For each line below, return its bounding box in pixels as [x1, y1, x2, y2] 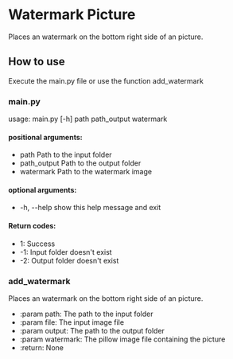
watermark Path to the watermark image [19, 167, 153, 177]
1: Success [19, 239, 56, 248]
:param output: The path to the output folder [19, 326, 165, 335]
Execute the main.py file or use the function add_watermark [8, 76, 204, 85]
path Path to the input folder [19, 150, 113, 160]
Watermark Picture [8, 6, 136, 24]
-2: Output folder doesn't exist [19, 256, 119, 265]
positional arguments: [8, 132, 83, 142]
